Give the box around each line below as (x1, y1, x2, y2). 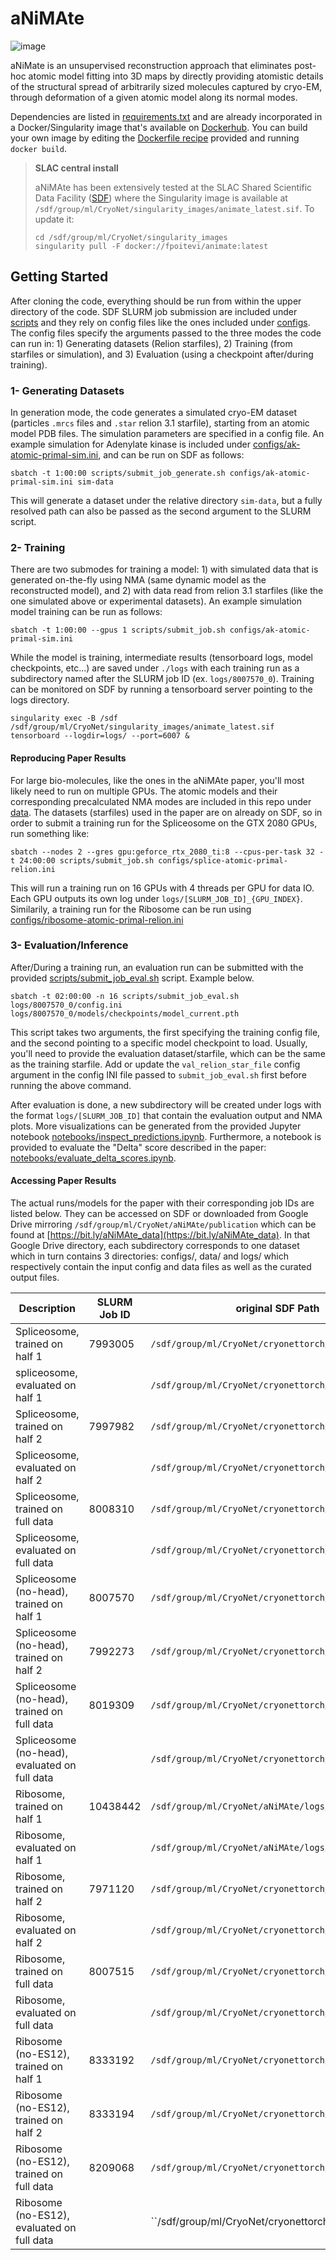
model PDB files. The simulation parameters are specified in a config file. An (10, 428, 325, 440)
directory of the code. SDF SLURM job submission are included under (10, 305, 298, 317)
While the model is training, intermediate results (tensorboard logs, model (10, 652, 314, 664)
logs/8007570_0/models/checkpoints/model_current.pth (10, 1008, 240, 1019)
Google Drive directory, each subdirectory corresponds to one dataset (10, 1240, 300, 1252)
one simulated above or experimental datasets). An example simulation (10, 595, 303, 607)
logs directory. (10, 694, 70, 706)
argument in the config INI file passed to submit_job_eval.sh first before (10, 1068, 307, 1081)
